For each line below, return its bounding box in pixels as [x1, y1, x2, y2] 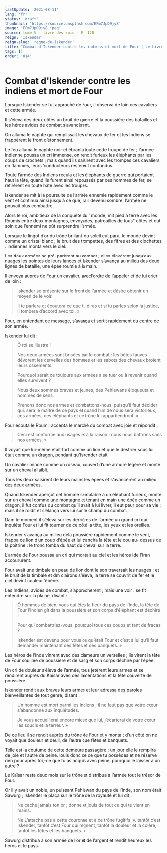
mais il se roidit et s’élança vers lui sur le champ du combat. [5, 508, 128, 513]
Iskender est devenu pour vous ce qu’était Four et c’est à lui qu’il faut [17, 637, 159, 643]
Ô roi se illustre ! [17, 342, 51, 348]
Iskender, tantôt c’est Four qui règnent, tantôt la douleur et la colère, [17, 822, 157, 828]
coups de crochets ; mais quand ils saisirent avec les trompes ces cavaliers [5, 157, 160, 163]
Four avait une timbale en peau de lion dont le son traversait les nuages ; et [5, 567, 159, 573]
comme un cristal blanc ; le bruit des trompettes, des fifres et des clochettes [5, 238, 162, 244]
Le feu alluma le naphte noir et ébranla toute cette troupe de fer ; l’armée [5, 147, 154, 153]
